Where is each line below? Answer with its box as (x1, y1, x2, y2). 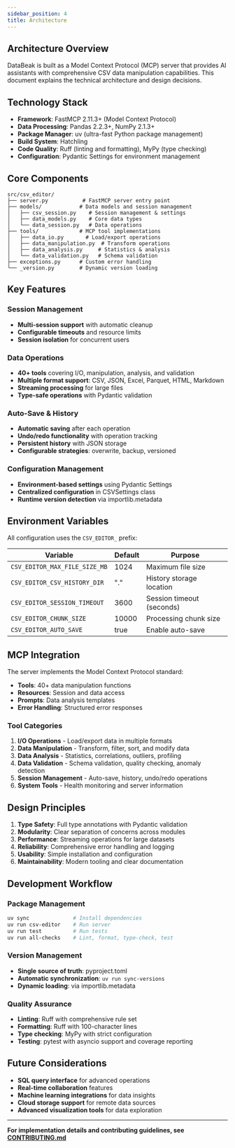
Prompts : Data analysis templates (17, 696, 115, 704)
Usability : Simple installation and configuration (17, 850, 153, 858)
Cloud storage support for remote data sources (17, 1098, 156, 1107)
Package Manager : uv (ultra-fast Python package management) (17, 130, 204, 139)
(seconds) (145, 603, 180, 612)
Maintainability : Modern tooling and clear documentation (17, 857, 184, 866)
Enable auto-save (145, 625, 205, 635)
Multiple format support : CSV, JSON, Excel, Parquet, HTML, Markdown (17, 376, 225, 384)
